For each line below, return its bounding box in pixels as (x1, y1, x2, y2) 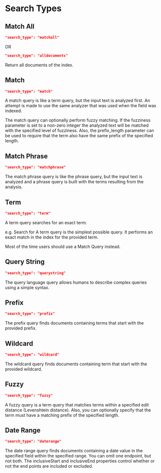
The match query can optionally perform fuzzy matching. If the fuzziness (5, 117, 151, 123)
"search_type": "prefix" (5, 311, 55, 316)
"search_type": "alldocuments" (5, 53, 68, 58)
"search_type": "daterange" (5, 439, 62, 444)
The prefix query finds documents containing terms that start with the (5, 320, 144, 326)
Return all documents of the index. (5, 62, 74, 68)
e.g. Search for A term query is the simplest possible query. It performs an (5, 229, 153, 235)
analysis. (5, 184, 23, 190)
